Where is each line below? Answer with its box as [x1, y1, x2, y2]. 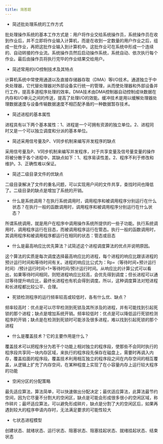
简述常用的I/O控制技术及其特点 [12, 66, 74, 72]
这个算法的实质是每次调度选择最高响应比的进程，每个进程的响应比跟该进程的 [5, 253, 158, 259]
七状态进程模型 [12, 417, 42, 423]
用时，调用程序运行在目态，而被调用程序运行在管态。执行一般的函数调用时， [5, 226, 158, 232]
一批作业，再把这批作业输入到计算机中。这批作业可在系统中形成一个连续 [9, 43, 154, 49]
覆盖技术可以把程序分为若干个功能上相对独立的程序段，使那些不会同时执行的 [5, 343, 158, 349]
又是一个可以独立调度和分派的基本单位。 [9, 128, 90, 134]
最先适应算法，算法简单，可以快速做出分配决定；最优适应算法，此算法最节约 [5, 388, 158, 394]
